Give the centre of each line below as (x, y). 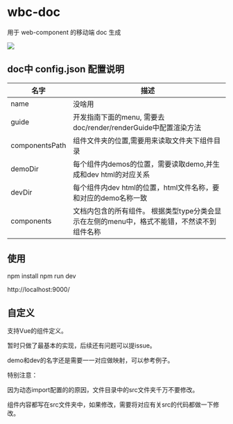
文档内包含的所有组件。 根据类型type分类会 (144, 211)
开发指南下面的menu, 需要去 (119, 117)
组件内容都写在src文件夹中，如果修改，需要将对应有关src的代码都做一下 (110, 405)
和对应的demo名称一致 (110, 197)
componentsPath (38, 145)
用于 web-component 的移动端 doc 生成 (64, 32)
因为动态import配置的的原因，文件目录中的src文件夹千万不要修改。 (103, 390)
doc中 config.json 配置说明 (66, 69)
